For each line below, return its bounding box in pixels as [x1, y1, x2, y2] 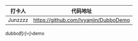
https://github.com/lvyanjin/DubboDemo [33, 16, 130, 24]
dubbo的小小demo [5, 30, 44, 36]
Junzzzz [8, 16, 29, 24]
